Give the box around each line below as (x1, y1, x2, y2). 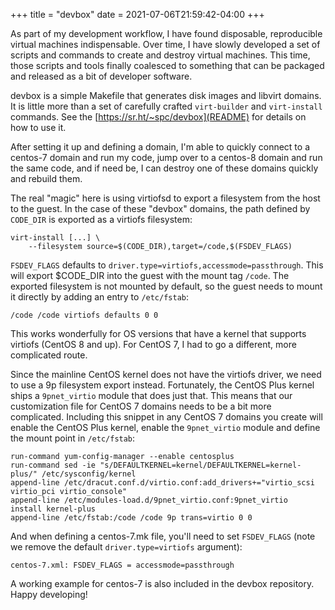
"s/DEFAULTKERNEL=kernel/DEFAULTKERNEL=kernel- (99, 460, 302, 470)
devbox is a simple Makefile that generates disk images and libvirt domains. (10, 90, 322, 101)
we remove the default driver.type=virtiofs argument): (10, 541, 243, 553)
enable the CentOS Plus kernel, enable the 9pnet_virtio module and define (10, 422, 321, 433)
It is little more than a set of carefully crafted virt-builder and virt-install (10, 100, 323, 112)
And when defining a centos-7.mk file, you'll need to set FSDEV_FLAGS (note (10, 530, 316, 542)
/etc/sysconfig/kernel (41, 469, 137, 479)
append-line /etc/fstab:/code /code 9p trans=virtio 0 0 (10, 513, 253, 523)
